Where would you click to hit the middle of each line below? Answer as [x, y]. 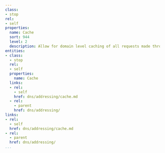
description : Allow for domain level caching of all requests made [80, 46]
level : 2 [18, 42]
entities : [15, 51]
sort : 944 [19, 37]
